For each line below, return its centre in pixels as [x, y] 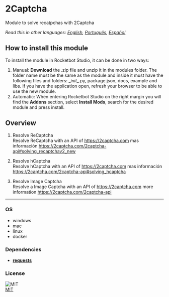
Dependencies [23, 249]
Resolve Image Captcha [37, 181]
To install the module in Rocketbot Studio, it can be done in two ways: [77, 60]
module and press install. [38, 107]
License [15, 273]
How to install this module [47, 48]
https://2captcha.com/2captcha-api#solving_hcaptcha [69, 172]
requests [22, 260]
